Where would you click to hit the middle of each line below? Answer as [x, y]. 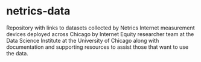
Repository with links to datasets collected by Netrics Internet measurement [101, 28]
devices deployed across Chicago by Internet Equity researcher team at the [100, 34]
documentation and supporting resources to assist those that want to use [97, 47]
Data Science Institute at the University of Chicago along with [83, 40]
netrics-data [38, 11]
